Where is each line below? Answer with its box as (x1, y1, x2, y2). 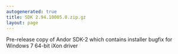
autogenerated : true (6, 8, 58, 15)
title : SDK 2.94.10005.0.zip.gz (6, 14, 86, 20)
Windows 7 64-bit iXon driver (6, 42, 78, 49)
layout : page (6, 20, 39, 26)
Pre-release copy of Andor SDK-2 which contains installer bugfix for (6, 36, 173, 43)
